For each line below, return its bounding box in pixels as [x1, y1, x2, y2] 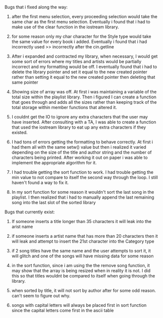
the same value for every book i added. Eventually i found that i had [11, 39, 147, 45]
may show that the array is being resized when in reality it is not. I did [11, 268, 151, 273]
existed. [11, 130, 28, 135]
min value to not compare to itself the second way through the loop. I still [11, 175, 158, 180]
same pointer [11, 79, 38, 85]
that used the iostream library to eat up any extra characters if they [11, 124, 146, 130]
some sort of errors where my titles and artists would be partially [11, 59, 142, 64]
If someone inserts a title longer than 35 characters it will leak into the [11, 219, 152, 224]
